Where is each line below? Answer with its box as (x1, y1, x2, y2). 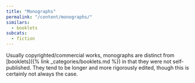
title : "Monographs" (6, 8, 57, 15)
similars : (6, 19, 30, 25)
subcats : (6, 30, 27, 36)
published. (6, 64, 32, 71)
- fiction (11, 36, 35, 41)
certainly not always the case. (6, 71, 78, 77)
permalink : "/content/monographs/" (6, 14, 93, 20)
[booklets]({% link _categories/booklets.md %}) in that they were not (6, 58, 172, 65)
